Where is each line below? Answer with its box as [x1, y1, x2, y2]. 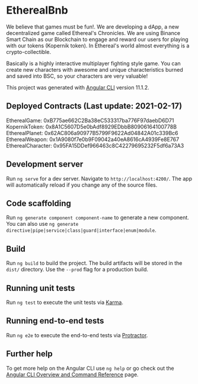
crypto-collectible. [6, 48, 52, 55]
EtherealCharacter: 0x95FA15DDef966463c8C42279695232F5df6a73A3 [6, 142, 184, 149]
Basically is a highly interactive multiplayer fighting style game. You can [6, 60, 181, 67]
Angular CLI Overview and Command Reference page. [6, 371, 139, 378]
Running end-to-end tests [6, 316, 104, 326]
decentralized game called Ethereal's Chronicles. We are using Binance [6, 29, 181, 36]
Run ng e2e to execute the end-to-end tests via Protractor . [6, 331, 148, 338]
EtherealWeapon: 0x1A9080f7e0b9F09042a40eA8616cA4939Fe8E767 [6, 136, 180, 143]
